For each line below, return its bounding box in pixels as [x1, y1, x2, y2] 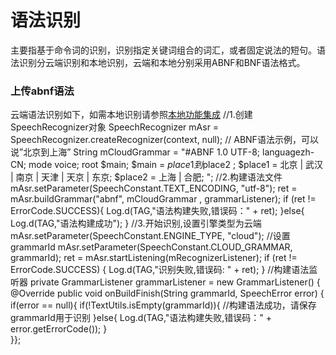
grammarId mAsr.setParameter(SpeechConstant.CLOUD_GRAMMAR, [10, 241, 293, 253]
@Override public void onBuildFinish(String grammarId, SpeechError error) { [10, 287, 325, 300]
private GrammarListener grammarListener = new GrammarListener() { [29, 276, 321, 288]
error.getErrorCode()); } [10, 323, 108, 335]
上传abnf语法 [10, 84, 75, 98]
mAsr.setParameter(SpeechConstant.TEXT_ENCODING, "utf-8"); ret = [10, 182, 298, 195]
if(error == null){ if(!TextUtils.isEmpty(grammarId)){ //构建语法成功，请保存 [10, 299, 317, 311]
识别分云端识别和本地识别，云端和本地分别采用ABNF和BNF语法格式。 [18, 56, 306, 68]
